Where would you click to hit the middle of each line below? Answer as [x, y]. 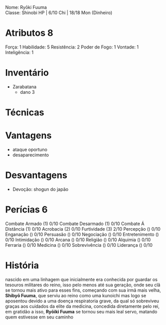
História [22, 266]
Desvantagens [36, 175]
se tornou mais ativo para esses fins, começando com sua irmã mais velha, [83, 290]
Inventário [27, 73]
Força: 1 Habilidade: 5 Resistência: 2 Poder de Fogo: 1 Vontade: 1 [72, 47]
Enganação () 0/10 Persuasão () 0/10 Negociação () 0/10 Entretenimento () [82, 234]
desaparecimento [31, 155]
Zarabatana [24, 87]
